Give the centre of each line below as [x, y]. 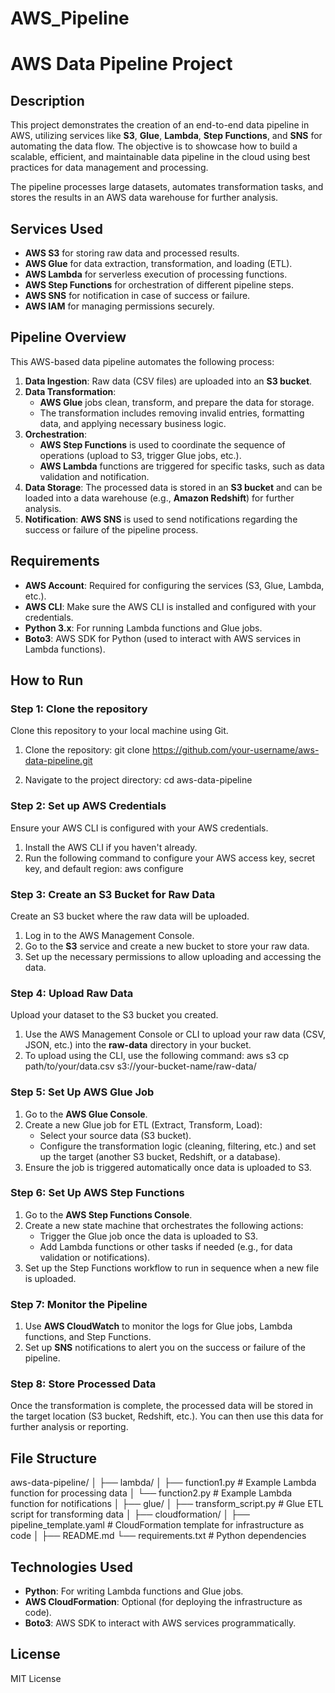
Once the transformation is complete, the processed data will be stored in [162, 1406]
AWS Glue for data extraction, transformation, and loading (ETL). [158, 263]
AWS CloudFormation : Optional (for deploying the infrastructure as [163, 1602]
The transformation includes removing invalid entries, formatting [172, 413]
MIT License [36, 1678]
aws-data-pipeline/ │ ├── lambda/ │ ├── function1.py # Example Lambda [163, 1483]
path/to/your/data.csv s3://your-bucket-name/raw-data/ [140, 1066]
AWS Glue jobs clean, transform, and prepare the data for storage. [177, 402]
